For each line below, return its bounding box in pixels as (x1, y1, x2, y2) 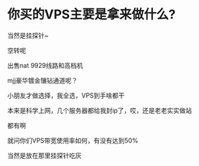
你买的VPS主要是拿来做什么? (7, 6, 176, 23)
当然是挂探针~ (7, 31, 49, 40)
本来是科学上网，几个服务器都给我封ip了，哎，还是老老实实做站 (7, 106, 192, 114)
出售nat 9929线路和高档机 (7, 61, 83, 69)
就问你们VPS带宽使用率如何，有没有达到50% (7, 136, 139, 145)
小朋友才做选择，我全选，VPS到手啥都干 (7, 91, 125, 100)
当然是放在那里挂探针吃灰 (7, 151, 82, 160)
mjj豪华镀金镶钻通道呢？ (7, 76, 78, 85)
